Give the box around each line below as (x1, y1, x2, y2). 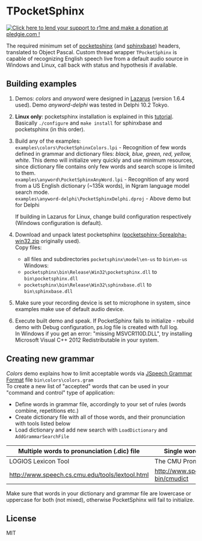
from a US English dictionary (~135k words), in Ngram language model (14, 182, 190, 189)
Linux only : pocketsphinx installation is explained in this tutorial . (14, 113, 174, 120)
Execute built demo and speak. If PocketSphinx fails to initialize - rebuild (14, 317, 194, 324)
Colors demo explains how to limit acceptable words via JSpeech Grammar (6, 369, 192, 377)
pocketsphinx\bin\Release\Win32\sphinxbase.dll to (23, 281, 152, 288)
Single (164, 447, 183, 455)
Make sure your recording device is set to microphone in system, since (14, 299, 191, 306)
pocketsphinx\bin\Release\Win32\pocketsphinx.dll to (23, 268, 158, 275)
